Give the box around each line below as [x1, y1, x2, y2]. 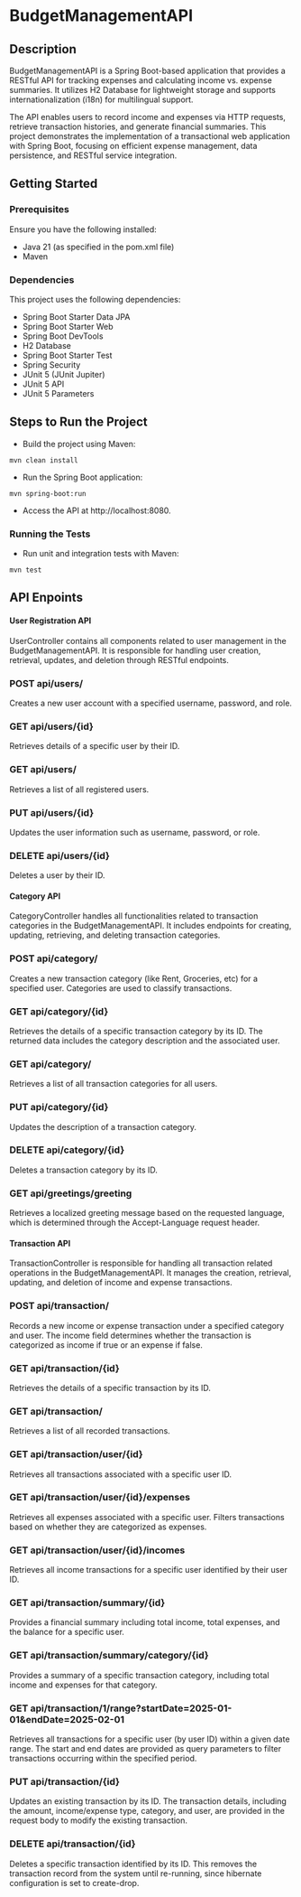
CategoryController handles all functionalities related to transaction [9, 911, 259, 921]
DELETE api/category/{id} [9, 1144, 125, 1156]
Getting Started [9, 176, 98, 192]
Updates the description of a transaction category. [9, 1121, 196, 1132]
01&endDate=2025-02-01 [9, 1713, 124, 1725]
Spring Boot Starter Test [22, 350, 113, 360]
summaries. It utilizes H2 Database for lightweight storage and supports [9, 85, 277, 95]
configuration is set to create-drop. [9, 1877, 140, 1888]
